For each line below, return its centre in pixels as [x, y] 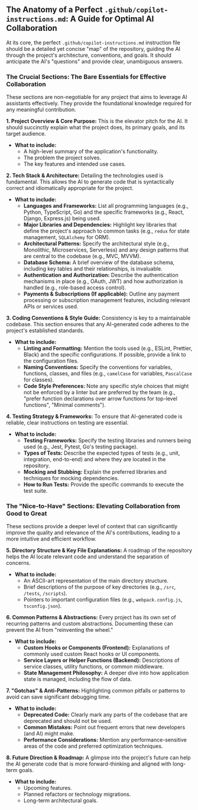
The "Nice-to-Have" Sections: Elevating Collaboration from [93, 506]
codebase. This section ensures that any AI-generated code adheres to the [98, 324]
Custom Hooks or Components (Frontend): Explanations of [97, 648]
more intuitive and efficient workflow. [51, 539]
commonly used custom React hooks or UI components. [92, 654]
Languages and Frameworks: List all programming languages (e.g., [106, 206]
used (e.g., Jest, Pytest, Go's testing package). [81, 447]
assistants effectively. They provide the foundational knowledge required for [99, 104]
